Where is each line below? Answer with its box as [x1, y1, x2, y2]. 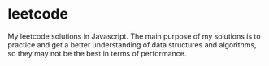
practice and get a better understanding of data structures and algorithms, [7, 39, 257, 49]
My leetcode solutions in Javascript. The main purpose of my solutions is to [7, 31, 261, 41]
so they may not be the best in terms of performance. [7, 48, 187, 58]
